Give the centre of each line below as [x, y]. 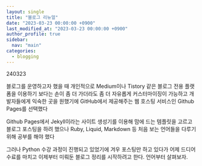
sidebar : [17, 40]
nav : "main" [27, 46]
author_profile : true [33, 34]
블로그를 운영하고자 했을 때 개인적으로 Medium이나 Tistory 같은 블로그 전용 [95, 86]
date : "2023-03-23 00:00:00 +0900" [51, 23]
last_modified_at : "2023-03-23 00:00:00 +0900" [67, 29]
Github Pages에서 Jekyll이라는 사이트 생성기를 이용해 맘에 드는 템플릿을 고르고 [99, 121]
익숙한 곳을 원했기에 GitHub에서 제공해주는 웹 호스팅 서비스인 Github [113, 101]
